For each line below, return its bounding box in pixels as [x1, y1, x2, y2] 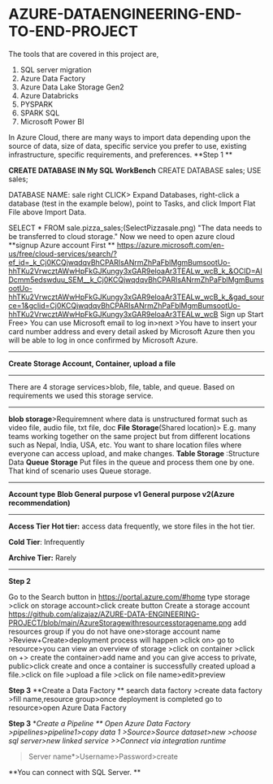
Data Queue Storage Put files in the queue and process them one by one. [8, 457, 254, 467]
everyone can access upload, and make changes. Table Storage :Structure [8, 448, 260, 458]
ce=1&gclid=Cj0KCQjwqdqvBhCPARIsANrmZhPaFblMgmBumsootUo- [8, 300, 241, 310]
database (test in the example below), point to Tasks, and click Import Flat [8, 198, 256, 208]
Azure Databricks [19, 90, 79, 100]
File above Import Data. [8, 207, 87, 216]
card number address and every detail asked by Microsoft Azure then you [8, 326, 255, 336]
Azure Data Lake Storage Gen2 [19, 82, 124, 92]
